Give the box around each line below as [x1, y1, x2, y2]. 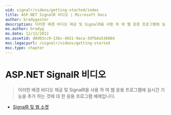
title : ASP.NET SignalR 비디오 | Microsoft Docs [5, 12, 107, 17]
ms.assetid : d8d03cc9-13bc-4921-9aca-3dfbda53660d [5, 36, 115, 41]
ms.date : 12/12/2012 [5, 31, 49, 36]
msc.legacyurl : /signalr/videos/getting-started [5, 41, 110, 46]
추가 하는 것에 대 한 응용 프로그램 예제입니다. [27, 93, 116, 99]
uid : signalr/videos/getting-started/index [5, 7, 99, 13]
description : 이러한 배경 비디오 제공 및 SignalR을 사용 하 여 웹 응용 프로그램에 [5, 21, 160, 27]
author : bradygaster [5, 17, 49, 22]
